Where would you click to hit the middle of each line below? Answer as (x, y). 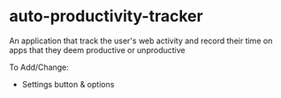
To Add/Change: (39, 67)
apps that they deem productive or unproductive (97, 49)
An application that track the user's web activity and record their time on (141, 41)
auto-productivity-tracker (106, 16)
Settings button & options (68, 84)
